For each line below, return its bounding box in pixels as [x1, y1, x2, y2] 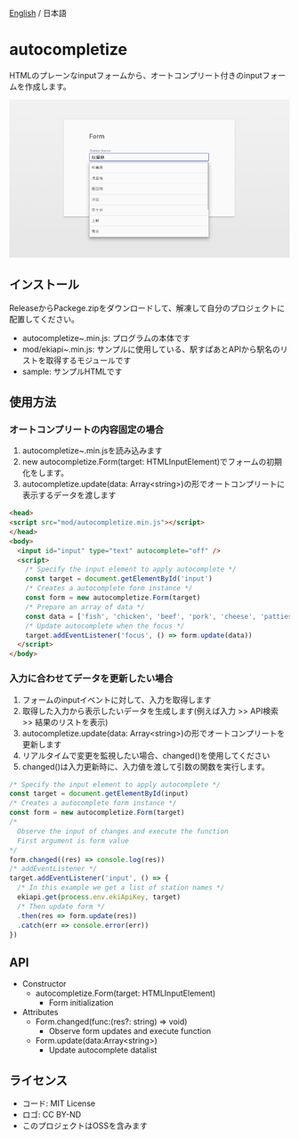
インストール [9, 277, 80, 292]
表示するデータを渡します [21, 490, 117, 500]
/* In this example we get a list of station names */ [17, 883, 225, 892]
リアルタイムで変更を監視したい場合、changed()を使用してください [21, 750, 271, 761]
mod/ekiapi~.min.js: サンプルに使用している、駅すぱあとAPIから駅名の [21, 344, 280, 354]
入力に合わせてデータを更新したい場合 [9, 672, 174, 685]
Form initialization [48, 997, 114, 1008]
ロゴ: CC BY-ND [21, 1110, 82, 1119]
